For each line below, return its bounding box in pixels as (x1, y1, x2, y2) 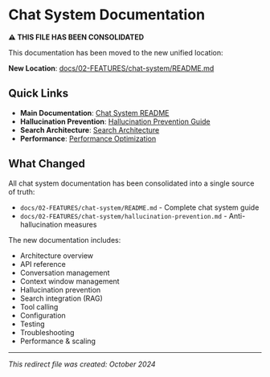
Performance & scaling (19, 336, 96, 346)
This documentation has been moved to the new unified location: (8, 47, 223, 57)
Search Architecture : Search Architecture (19, 125, 160, 134)
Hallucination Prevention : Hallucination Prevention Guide (19, 117, 211, 126)
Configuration (19, 310, 66, 320)
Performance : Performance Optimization (19, 133, 157, 143)
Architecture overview (19, 251, 94, 260)
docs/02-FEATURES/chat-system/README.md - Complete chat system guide (19, 203, 260, 212)
